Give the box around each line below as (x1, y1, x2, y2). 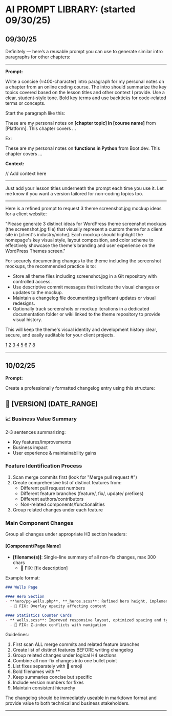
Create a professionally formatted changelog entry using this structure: (5, 385, 155, 391)
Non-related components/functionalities (20, 501, 105, 507)
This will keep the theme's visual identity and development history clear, (5, 326, 158, 332)
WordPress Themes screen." (5, 248, 66, 254)
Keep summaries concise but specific (12, 674, 92, 680)
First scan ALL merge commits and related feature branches (12, 641, 140, 647)
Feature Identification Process (5, 462, 82, 469)
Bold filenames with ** (12, 668, 60, 675)
